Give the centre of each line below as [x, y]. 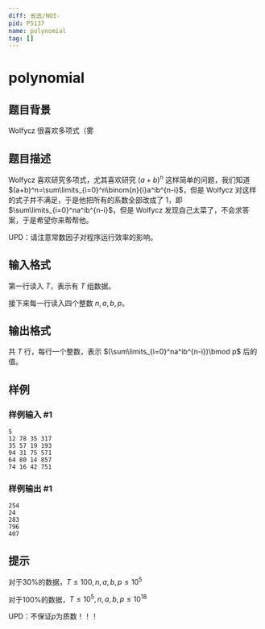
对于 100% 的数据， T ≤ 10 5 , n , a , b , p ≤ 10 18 [78, 598]
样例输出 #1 [30, 488]
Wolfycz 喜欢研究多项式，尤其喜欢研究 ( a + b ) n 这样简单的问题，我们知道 [129, 179]
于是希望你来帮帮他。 [58, 220]
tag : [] [21, 38]
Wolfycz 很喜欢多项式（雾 [51, 130]
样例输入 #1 [30, 414]
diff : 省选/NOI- [34, 16]
